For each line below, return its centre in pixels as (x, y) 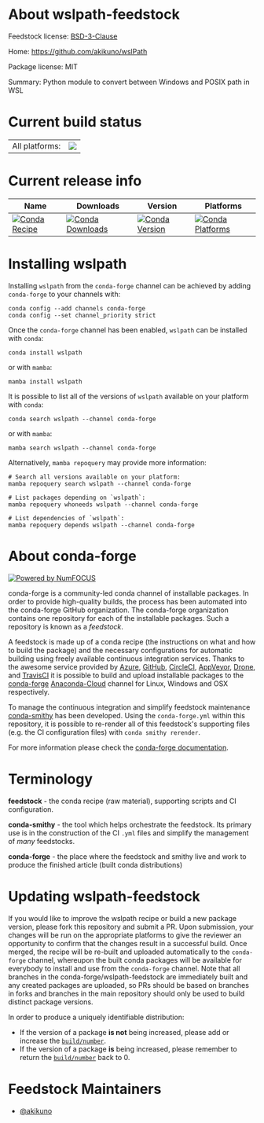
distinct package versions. (51, 1002)
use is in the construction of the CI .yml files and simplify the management (128, 833)
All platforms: (37, 145)
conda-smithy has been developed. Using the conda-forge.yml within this (127, 715)
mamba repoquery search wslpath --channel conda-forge (100, 484)
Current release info (75, 181)
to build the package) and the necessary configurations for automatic (121, 650)
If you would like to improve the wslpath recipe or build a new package (123, 918)
